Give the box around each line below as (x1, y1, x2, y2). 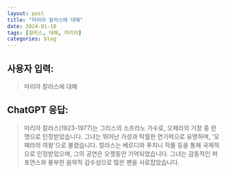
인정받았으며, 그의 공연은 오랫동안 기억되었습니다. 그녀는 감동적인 (36, 149, 211, 158)
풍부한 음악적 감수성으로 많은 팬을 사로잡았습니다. (47, 158, 180, 166)
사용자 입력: (7, 62, 54, 74)
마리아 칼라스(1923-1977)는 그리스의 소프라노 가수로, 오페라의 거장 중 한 (23, 124, 217, 132)
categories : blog (7, 36, 57, 43)
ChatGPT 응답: (7, 104, 68, 116)
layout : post (7, 10, 45, 17)
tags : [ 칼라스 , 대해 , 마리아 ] (7, 29, 82, 36)
